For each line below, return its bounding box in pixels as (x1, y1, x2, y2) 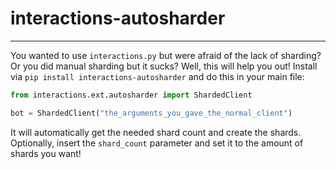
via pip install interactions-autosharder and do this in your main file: (10, 70, 305, 82)
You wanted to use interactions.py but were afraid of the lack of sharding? (10, 49, 322, 61)
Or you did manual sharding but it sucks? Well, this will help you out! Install (10, 60, 318, 72)
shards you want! (10, 147, 82, 159)
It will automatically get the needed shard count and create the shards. (10, 126, 302, 138)
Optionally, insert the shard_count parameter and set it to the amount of (10, 137, 304, 149)
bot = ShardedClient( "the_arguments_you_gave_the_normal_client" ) (10, 108, 293, 118)
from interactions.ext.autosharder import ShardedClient (10, 90, 253, 100)
